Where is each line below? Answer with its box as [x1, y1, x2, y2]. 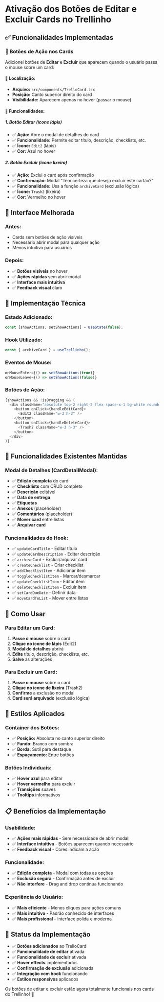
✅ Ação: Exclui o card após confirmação [12, 172, 94, 178]
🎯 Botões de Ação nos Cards [5, 48, 74, 55]
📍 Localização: [5, 75, 36, 81]
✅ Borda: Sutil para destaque [12, 746, 72, 752]
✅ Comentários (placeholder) [12, 511, 72, 517]
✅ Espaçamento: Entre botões [12, 752, 74, 758]
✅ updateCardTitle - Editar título [12, 546, 78, 551]
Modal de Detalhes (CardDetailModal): [5, 467, 98, 474]
